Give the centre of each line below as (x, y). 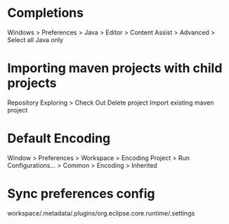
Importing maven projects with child (115, 68)
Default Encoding (59, 139)
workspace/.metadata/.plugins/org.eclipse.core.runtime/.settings (101, 213)
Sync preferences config (81, 194)
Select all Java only (35, 39)
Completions (46, 13)
